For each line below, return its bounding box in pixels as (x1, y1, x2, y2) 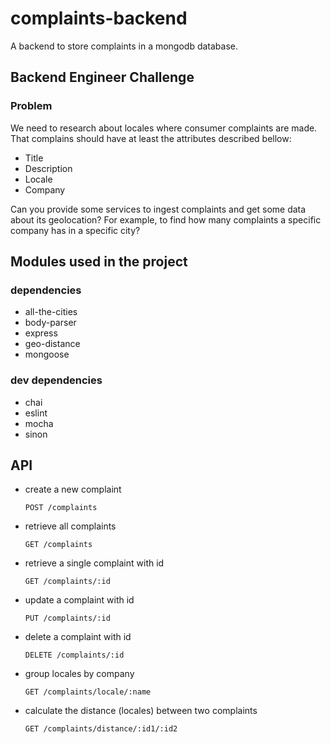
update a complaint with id (24, 594, 135, 606)
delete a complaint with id (24, 631, 132, 643)
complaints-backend (10, 7, 188, 30)
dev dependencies (10, 373, 103, 387)
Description (24, 162, 73, 174)
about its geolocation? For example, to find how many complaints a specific (10, 213, 322, 226)
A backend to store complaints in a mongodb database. (10, 40, 239, 52)
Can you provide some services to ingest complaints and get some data (10, 203, 307, 215)
